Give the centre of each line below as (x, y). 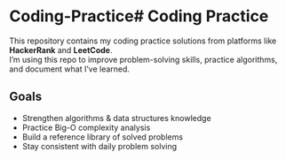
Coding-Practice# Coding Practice (139, 16)
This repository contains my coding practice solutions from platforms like (143, 41)
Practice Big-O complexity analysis (86, 127)
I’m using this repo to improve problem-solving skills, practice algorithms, (143, 59)
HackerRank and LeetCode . (61, 50)
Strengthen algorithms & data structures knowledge (116, 118)
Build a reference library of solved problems (103, 137)
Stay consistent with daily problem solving (99, 146)
